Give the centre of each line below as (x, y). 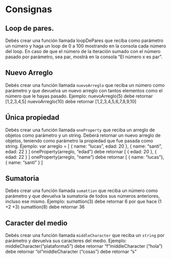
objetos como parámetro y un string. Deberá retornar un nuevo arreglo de (83, 135)
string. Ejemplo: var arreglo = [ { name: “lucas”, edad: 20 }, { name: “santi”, (84, 146)
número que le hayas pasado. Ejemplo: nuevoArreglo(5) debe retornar (79, 96)
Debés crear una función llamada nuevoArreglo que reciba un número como (85, 85)
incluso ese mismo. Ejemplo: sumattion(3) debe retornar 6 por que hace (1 (83, 202)
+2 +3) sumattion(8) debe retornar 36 (45, 207)
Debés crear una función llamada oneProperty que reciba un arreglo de (80, 130)
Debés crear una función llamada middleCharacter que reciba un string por (85, 236)
